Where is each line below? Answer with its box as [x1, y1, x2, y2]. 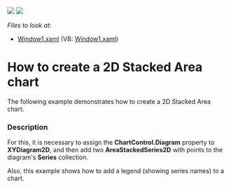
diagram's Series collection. [7, 153, 89, 161]
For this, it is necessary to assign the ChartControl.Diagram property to [7, 138, 215, 147]
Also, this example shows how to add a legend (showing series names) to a [7, 167, 225, 175]
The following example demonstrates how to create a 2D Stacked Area [7, 97, 211, 105]
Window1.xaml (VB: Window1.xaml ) [17, 35, 119, 43]
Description [7, 122, 48, 132]
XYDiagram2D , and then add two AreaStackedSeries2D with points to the [7, 146, 223, 154]
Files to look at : [7, 21, 52, 29]
